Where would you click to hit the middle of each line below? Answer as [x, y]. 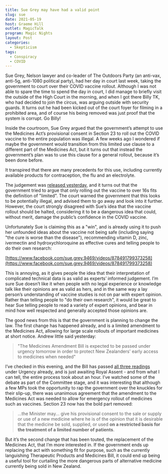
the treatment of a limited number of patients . [66, 430]
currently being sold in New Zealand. [43, 466]
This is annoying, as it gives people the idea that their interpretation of [77, 273]
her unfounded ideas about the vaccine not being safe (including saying [79, 232]
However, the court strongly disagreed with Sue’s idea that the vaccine [78, 206]
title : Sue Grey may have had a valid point [52, 10]
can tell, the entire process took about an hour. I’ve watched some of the [80, 377]
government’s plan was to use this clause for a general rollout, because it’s [82, 155]
